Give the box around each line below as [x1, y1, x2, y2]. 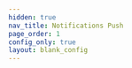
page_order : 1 [8, 29, 61, 38]
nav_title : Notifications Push [8, 21, 124, 30]
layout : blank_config [8, 46, 89, 55]
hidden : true [8, 12, 57, 22]
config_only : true [8, 37, 76, 47]
